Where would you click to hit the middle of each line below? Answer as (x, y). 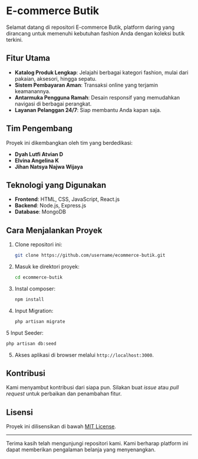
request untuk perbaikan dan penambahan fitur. (64, 394)
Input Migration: (34, 311)
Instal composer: (35, 288)
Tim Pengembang (39, 129)
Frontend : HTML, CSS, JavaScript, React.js (67, 199)
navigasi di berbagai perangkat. (53, 104)
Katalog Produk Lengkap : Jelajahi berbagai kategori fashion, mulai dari (101, 72)
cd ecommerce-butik (39, 278)
